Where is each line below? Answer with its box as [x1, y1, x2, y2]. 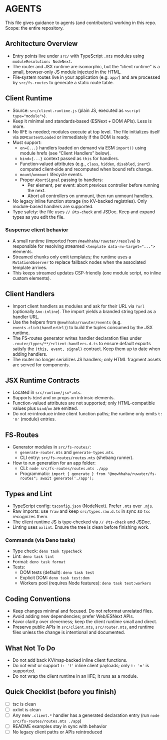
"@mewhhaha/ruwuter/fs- [107, 472, 157, 477]
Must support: [12, 139, 41, 145]
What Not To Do [5, 644, 55, 652]
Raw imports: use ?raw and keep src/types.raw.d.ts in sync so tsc [12, 508, 151, 514]
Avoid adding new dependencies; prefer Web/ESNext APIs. [12, 613, 134, 620]
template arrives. [12, 264, 47, 270]
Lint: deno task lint [12, 553, 54, 559]
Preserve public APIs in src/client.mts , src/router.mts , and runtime [12, 624, 154, 630]
